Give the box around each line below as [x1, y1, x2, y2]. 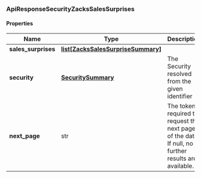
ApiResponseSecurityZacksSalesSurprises [6, 5, 135, 13]
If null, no [167, 140, 193, 148]
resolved [167, 70, 192, 78]
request [167, 117, 190, 125]
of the [167, 132, 184, 140]
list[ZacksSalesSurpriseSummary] [60, 45, 162, 53]
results [167, 155, 187, 163]
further [167, 147, 187, 155]
